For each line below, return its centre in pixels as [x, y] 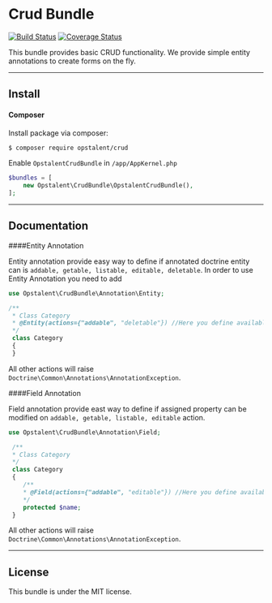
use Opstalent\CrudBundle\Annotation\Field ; [85, 432]
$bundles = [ [30, 178]
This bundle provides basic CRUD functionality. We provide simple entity [130, 52]
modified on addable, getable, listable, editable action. [107, 417]
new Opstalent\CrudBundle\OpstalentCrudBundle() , [108, 186]
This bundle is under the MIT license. [70, 592]
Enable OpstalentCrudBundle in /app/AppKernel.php [93, 163]
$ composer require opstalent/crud [68, 148]
